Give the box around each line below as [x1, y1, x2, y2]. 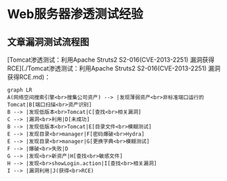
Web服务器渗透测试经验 [7, 6, 143, 22]
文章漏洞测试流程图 [7, 36, 89, 48]
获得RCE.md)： [7, 73, 51, 81]
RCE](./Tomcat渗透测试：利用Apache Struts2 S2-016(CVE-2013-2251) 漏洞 [7, 64, 221, 73]
